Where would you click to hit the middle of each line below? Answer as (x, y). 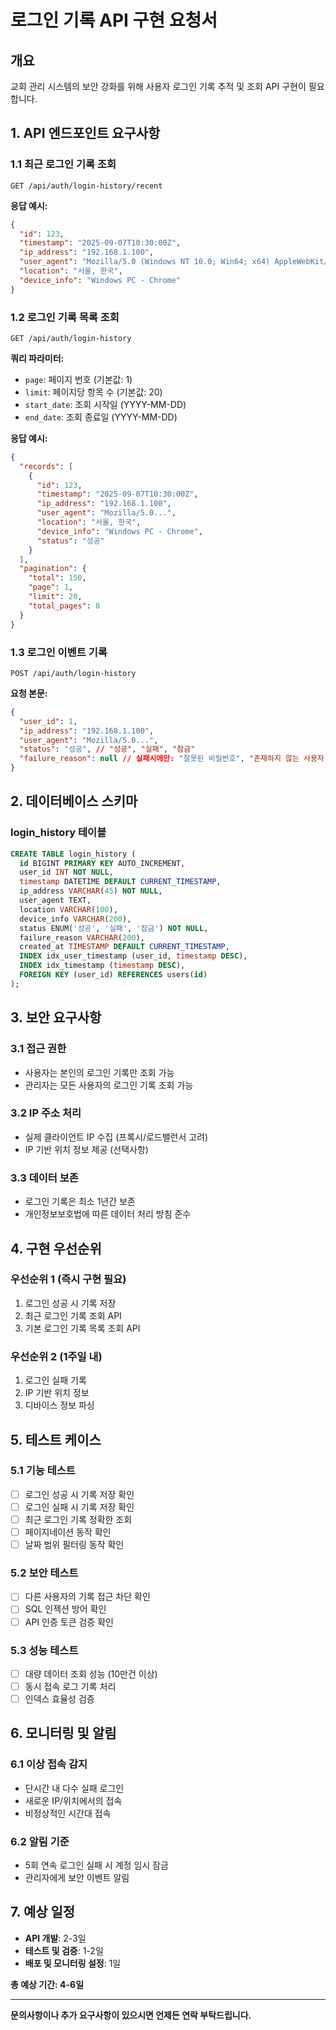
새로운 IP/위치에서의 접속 (73, 1800)
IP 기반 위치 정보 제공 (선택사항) (86, 1149)
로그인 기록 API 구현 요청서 (114, 20)
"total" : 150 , (57, 578)
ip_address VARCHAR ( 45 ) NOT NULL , (91, 891)
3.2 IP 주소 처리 (46, 1113)
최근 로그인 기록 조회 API (73, 1315)
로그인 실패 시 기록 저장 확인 (79, 1507)
